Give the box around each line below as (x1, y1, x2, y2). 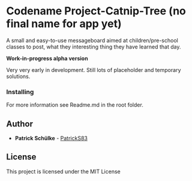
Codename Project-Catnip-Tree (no (6, 4, 186, 18)
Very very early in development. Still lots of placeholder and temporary (6, 66, 181, 73)
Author (6, 119, 33, 129)
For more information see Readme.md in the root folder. (6, 101, 144, 108)
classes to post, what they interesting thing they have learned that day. (6, 43, 181, 50)
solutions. (6, 73, 31, 80)
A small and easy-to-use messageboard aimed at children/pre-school (6, 37, 178, 44)
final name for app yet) (6, 17, 122, 31)
